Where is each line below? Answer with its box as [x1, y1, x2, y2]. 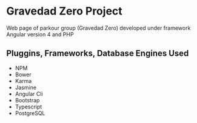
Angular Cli [15, 90, 44, 98]
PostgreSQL [15, 109, 45, 116]
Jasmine [15, 84, 37, 91]
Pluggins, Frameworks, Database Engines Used [6, 48, 189, 59]
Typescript [15, 103, 42, 110]
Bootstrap [15, 96, 40, 104]
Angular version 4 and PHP [6, 30, 74, 38]
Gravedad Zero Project [6, 4, 122, 18]
